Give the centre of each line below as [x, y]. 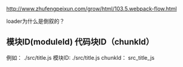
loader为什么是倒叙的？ [35, 21]
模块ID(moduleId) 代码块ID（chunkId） [80, 42]
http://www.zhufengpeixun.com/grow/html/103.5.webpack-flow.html [91, 9]
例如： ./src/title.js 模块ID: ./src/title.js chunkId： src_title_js [80, 57]
